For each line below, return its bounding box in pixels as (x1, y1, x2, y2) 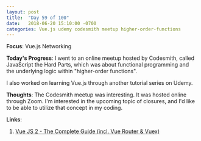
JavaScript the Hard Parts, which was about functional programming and (6, 61, 189, 68)
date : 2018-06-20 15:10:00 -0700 (6, 20, 97, 26)
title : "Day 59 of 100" (6, 15, 69, 21)
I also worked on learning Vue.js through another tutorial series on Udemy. (6, 79, 193, 87)
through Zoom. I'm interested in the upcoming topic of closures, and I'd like (6, 98, 196, 105)
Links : (6, 116, 23, 123)
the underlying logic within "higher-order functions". (6, 68, 138, 75)
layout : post (6, 9, 40, 15)
